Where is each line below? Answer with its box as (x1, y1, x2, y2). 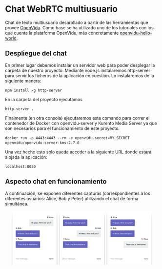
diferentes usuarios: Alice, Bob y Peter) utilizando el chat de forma (5, 195, 139, 201)
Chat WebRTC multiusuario (5, 3, 118, 15)
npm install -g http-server (5, 88, 62, 93)
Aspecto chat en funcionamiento (5, 177, 107, 186)
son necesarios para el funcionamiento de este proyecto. (5, 125, 120, 131)
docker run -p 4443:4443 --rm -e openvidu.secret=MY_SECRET (5, 135, 130, 140)
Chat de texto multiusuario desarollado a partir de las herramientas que (5, 20, 148, 25)
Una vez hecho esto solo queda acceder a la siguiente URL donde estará (5, 149, 152, 155)
